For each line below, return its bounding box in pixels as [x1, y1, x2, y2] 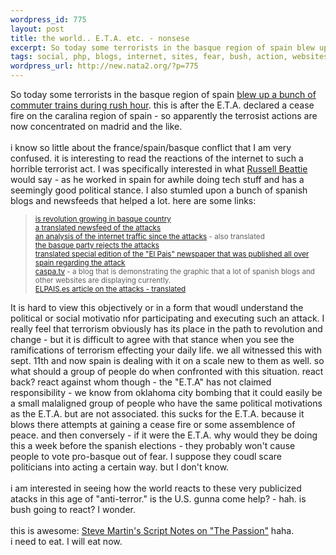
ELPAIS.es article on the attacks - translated [34, 284, 187, 294]
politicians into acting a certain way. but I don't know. [10, 461, 230, 473]
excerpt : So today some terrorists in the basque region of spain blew [10, 42, 315, 53]
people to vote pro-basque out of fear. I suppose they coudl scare [10, 451, 282, 462]
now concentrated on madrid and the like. [10, 121, 183, 132]
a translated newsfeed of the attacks [34, 223, 162, 233]
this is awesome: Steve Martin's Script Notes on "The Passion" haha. [10, 525, 295, 536]
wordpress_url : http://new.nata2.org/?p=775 [10, 61, 199, 71]
